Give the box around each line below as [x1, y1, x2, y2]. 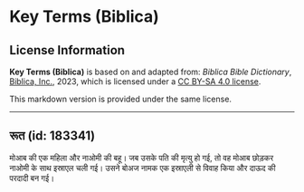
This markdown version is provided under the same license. [9, 93, 233, 104]
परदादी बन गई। [9, 172, 55, 183]
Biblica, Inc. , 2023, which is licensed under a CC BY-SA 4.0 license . [9, 76, 261, 87]
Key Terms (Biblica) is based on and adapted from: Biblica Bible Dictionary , [9, 66, 292, 77]
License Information [9, 43, 125, 58]
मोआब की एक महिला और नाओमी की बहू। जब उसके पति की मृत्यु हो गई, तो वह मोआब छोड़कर [9, 152, 274, 163]
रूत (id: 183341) [9, 129, 96, 144]
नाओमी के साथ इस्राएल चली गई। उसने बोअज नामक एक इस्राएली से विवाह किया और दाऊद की [9, 162, 276, 173]
